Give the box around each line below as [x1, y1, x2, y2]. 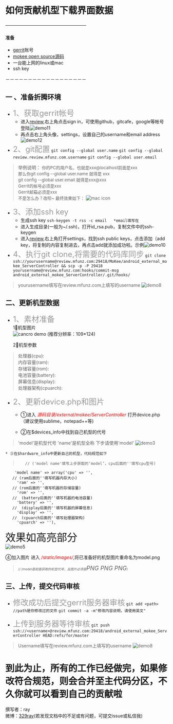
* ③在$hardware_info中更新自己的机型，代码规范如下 [5, 451, 107, 456]
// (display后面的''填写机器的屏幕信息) [12, 505, 93, 511]
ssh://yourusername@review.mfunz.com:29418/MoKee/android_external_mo [12, 259, 167, 264]
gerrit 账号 [12, 47, 34, 53]
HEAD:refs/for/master [43, 633, 89, 638]
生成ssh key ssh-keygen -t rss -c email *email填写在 [20, 217, 139, 223]
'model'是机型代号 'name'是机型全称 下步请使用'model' [17, 440, 134, 446]
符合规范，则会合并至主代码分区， [14, 675, 159, 687]
